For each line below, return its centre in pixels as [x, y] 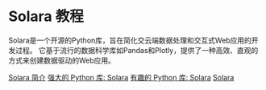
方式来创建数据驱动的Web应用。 [62, 60]
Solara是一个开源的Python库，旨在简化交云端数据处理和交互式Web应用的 [130, 40]
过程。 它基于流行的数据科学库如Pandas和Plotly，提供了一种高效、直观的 [137, 50]
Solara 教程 [46, 16]
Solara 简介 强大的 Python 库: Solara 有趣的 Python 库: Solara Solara [121, 77]
